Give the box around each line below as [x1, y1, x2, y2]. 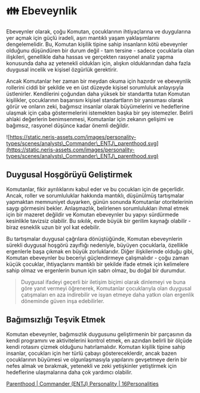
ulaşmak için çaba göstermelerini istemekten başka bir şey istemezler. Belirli [6, 109, 193, 116]
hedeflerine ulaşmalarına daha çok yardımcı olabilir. [6, 369, 133, 376]
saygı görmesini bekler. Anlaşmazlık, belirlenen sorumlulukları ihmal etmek [6, 205, 189, 212]
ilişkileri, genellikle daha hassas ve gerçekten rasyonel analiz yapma [6, 53, 174, 60]
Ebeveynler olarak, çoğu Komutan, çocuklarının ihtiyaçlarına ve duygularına [6, 27, 191, 35]
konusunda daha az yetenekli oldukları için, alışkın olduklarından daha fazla [6, 60, 191, 67]
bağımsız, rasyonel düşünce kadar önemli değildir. [6, 122, 130, 129]
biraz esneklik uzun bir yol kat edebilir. [6, 224, 100, 231]
